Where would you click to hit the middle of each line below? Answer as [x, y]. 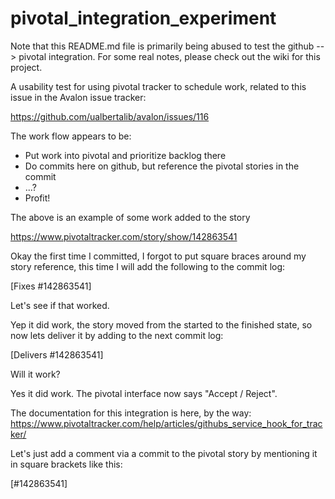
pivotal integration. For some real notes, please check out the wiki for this [169, 56]
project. [26, 67]
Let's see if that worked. [60, 305]
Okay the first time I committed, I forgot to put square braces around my [158, 256]
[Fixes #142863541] [51, 286]
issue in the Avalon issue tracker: [78, 97]
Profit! [37, 198]
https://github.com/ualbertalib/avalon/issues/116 [110, 116]
